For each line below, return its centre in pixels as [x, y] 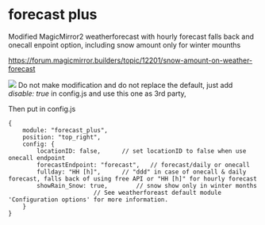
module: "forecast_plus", [65, 130]
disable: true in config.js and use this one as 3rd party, [97, 93]
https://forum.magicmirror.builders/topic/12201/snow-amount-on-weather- [131, 60]
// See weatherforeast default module [157, 193]
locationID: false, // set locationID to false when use [142, 151]
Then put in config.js [42, 109]
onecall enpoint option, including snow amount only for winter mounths [125, 44]
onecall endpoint [37, 158]
